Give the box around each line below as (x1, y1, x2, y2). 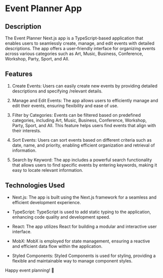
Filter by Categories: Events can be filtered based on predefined (12, 112, 141, 118)
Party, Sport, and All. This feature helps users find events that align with (12, 122, 156, 128)
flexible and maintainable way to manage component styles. (12, 258, 133, 263)
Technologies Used (5, 181, 65, 190)
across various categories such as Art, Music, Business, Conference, (5, 51, 144, 56)
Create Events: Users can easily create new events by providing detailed (12, 83, 158, 89)
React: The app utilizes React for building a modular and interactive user (12, 223, 157, 229)
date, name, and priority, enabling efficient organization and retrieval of (12, 142, 155, 148)
